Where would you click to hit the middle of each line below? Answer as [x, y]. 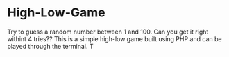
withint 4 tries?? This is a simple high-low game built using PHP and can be [114, 38]
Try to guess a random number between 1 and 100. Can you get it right [108, 32]
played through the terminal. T [50, 46]
